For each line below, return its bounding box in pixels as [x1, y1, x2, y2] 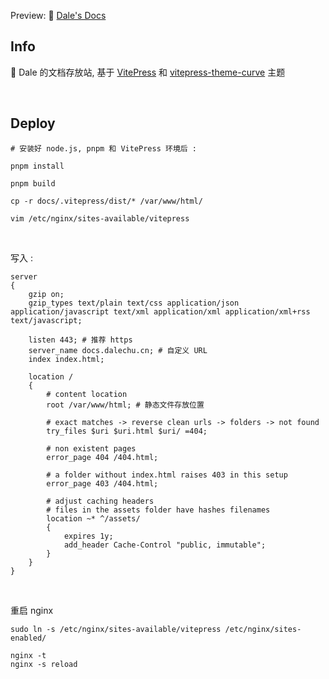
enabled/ [10, 633, 47, 643]
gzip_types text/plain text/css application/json [28, 298, 240, 308]
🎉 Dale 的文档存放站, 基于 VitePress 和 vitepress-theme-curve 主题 [10, 66, 286, 78]
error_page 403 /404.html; [46, 478, 159, 489]
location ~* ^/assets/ [46, 513, 141, 524]
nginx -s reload [10, 659, 78, 669]
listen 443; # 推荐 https [28, 335, 133, 345]
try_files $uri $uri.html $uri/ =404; [46, 426, 208, 436]
